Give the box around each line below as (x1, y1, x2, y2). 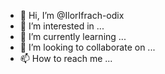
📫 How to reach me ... (19, 53, 113, 64)
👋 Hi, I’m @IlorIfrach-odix (19, 10, 125, 21)
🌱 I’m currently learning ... (19, 31, 127, 42)
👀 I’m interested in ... (19, 20, 105, 32)
